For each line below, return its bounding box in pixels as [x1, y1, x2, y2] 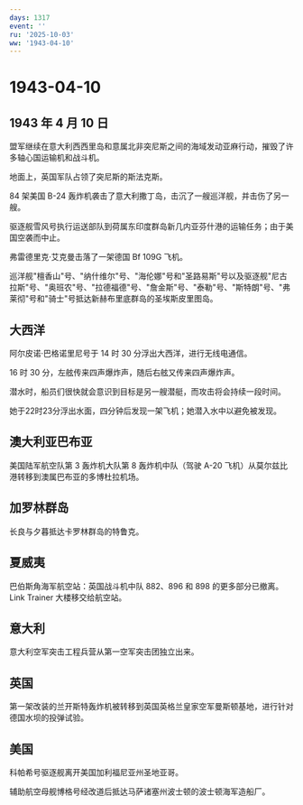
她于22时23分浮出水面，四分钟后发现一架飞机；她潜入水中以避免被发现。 [9, 405, 282, 416]
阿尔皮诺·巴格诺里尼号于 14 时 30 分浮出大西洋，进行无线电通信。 [9, 348, 252, 359]
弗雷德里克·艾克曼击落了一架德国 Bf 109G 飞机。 [9, 252, 188, 263]
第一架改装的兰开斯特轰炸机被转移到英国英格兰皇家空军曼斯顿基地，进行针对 [9, 701, 294, 712]
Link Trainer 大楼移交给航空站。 [9, 592, 127, 603]
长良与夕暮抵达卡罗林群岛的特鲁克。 [9, 525, 144, 537]
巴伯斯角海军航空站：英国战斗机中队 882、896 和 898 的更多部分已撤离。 [9, 580, 284, 591]
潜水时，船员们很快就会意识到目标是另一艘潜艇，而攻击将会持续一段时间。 [9, 386, 286, 397]
